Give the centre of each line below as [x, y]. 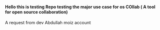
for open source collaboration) [36, 12]
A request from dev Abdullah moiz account [48, 23]
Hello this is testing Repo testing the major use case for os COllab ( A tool [80, 7]
